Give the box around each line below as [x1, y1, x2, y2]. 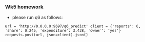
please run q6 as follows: [12, 15, 63, 21]
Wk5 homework [5, 3, 44, 10]
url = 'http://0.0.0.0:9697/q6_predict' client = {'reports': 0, [5, 24, 141, 29]
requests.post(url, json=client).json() [5, 33, 89, 38]
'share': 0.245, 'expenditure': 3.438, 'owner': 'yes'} [5, 28, 121, 33]
